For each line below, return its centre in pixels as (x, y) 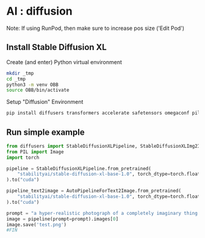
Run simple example (45, 132)
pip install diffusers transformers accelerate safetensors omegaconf (98, 113)
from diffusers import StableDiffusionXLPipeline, (72, 146)
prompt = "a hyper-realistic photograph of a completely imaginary (94, 213)
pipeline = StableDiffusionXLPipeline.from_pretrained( (79, 168)
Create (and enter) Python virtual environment (64, 62)
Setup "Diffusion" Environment (45, 102)
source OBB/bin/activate (38, 90)
